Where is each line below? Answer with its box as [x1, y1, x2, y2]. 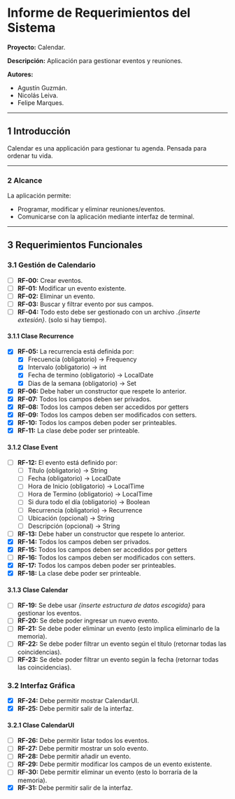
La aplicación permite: [7, 191, 71, 200]
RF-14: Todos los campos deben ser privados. [17, 537, 152, 546]
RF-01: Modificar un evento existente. [17, 284, 127, 292]
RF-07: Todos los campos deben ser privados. [17, 394, 152, 403]
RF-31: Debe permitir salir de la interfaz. [17, 783, 133, 792]
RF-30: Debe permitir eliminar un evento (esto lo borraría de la [17, 768, 198, 777]
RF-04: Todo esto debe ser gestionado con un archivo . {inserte [17, 307, 201, 316]
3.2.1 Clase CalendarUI [7, 721, 75, 729]
